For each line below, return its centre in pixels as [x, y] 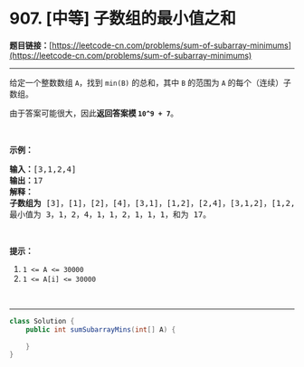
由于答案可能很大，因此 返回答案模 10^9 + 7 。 [94, 113]
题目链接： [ [31, 45]
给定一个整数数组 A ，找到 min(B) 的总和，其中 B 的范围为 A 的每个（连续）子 [151, 82]
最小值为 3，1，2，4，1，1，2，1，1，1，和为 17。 [110, 214]
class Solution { [42, 321]
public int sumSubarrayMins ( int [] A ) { [101, 329]
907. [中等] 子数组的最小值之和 [123, 19]
